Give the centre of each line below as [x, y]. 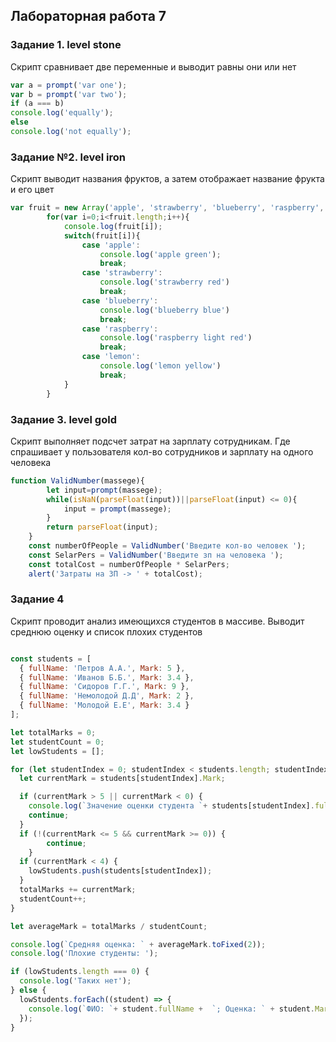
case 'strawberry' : [122, 273]
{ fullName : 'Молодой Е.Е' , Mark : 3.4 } [104, 705]
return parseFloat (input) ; [102, 527]
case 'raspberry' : [120, 329]
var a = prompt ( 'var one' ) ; [69, 85]
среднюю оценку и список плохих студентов [106, 631]
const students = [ [51, 659]
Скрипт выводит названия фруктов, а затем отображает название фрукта [167, 179]
